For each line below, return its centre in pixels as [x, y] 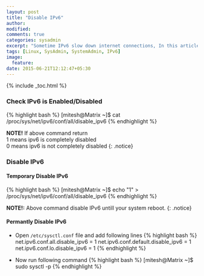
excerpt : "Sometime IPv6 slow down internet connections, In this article [103, 46]
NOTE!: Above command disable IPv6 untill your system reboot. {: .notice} [99, 208]
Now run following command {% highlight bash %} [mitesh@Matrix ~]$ [104, 260]
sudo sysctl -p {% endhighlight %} [58, 266]
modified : [19, 29]
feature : [23, 63]
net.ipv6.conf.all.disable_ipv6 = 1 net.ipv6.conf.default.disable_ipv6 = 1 [103, 242]
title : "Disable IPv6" [35, 18]
